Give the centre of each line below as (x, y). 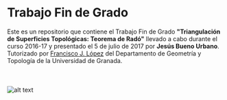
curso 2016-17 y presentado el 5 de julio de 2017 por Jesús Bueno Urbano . (113, 46)
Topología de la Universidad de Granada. (65, 60)
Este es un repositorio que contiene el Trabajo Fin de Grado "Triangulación (114, 32)
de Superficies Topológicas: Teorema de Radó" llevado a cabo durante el (112, 38)
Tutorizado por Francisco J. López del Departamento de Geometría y (104, 53)
